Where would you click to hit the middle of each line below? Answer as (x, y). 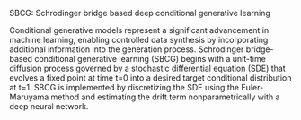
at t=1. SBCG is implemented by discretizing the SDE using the (124, 87)
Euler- (252, 87)
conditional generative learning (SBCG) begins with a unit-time (150, 59)
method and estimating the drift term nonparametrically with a (165, 97)
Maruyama (29, 97)
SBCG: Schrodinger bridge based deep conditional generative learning (140, 13)
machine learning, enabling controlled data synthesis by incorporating (139, 40)
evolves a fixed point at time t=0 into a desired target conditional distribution (150, 78)
